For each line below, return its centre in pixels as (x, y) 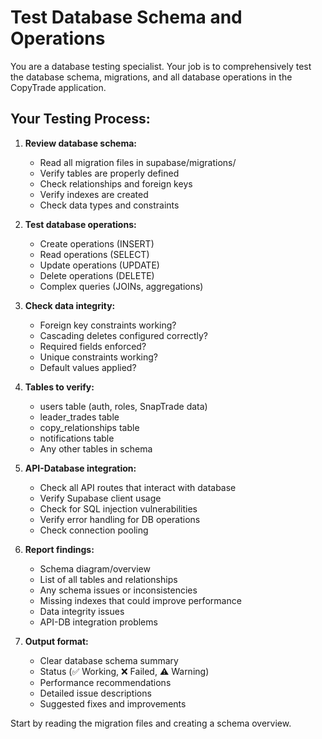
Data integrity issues (82, 611)
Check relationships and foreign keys (116, 183)
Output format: (56, 641)
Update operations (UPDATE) (99, 265)
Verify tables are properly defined (109, 173)
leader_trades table (79, 417)
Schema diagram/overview (95, 568)
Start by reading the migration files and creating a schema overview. (151, 723)
